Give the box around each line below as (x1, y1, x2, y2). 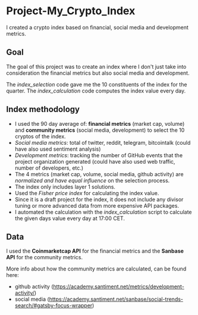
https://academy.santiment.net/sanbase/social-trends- (49, 295, 183, 303)
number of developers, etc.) (14, 164, 84, 171)
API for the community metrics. (6, 254, 83, 261)
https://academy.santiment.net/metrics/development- (53, 283, 184, 290)
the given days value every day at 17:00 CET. (14, 215, 125, 222)
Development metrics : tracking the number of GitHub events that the (14, 151, 183, 158)
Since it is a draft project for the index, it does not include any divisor (14, 196, 184, 203)
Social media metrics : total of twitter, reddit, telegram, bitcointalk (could (14, 139, 191, 146)
